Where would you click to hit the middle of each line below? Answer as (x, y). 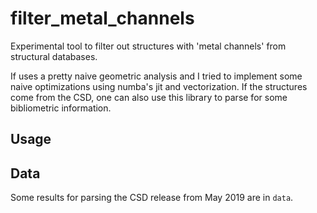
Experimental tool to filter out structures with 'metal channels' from (148, 46)
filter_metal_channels (102, 18)
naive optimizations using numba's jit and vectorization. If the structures (159, 86)
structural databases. (54, 56)
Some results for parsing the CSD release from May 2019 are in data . (152, 198)
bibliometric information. (61, 108)
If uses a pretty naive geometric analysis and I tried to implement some (156, 76)
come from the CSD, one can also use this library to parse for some (149, 97)
